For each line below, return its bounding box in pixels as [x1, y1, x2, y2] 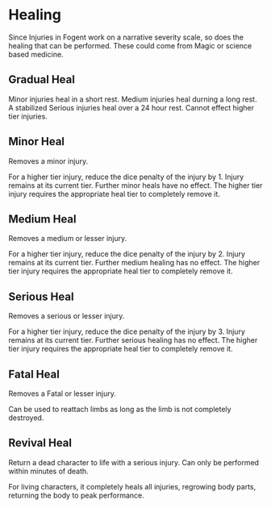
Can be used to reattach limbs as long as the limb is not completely [8, 405, 231, 414]
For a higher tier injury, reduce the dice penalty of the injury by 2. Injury [8, 249, 246, 259]
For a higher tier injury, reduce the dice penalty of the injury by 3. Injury [8, 327, 246, 336]
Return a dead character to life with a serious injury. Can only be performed [8, 457, 260, 467]
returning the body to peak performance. [8, 490, 144, 500]
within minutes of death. [8, 466, 89, 476]
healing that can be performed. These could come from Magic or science [8, 40, 252, 50]
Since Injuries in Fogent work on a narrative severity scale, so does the [8, 32, 244, 42]
